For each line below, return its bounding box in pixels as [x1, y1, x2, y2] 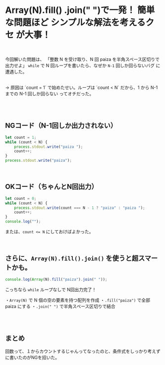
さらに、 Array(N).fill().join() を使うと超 [5, 254, 139, 263]
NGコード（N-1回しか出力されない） [5, 122, 117, 130]
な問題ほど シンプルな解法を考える [5, 17, 146, 28]
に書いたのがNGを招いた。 [5, 354, 59, 360]
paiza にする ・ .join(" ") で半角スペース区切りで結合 [5, 303, 115, 309]
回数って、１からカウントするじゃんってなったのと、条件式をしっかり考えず [5, 348, 161, 354]
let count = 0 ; [5, 196, 37, 201]
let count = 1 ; [5, 135, 37, 140]
